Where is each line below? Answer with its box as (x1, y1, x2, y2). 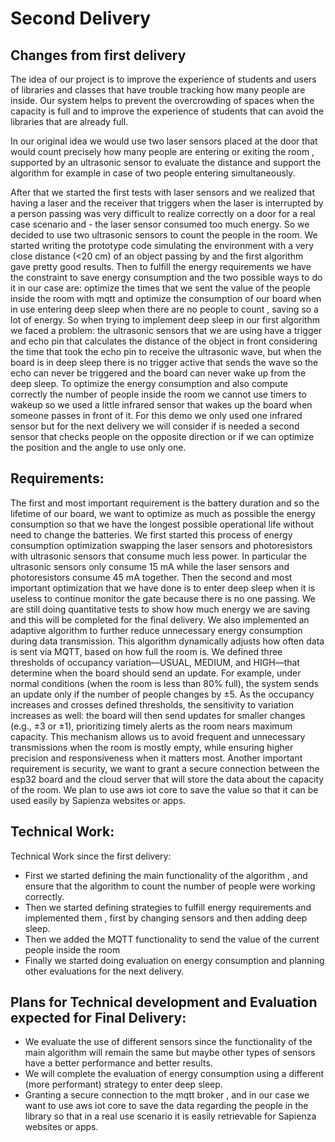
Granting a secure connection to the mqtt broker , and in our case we (24, 1089, 310, 1101)
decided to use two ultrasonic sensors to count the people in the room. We (10, 229, 318, 241)
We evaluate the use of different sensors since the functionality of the (24, 1036, 313, 1048)
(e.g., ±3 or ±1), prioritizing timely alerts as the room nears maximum (10, 720, 293, 732)
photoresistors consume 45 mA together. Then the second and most (10, 571, 293, 583)
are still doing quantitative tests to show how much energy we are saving (10, 603, 311, 615)
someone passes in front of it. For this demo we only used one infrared (10, 410, 303, 421)
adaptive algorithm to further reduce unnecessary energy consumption (10, 624, 303, 636)
